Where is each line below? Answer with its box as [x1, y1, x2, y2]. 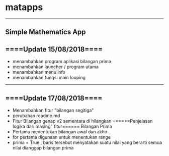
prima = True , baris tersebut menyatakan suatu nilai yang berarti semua [12, 139, 162, 145]
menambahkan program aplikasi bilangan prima [12, 59, 112, 65]
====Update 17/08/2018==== [5, 94, 103, 102]
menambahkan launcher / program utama [12, 64, 99, 70]
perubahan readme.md [12, 113, 60, 119]
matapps [5, 2, 43, 13]
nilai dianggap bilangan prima [12, 144, 74, 150]
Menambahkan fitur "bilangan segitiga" [12, 107, 94, 113]
